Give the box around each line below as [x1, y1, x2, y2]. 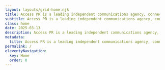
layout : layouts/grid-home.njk [5, 7, 69, 12]
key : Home [9, 53, 29, 58]
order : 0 [9, 58, 27, 63]
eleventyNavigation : [5, 48, 48, 53]
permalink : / [5, 44, 32, 49]
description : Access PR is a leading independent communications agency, [5, 30, 160, 35]
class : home [5, 21, 29, 26]
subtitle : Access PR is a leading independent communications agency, [5, 16, 153, 21]
